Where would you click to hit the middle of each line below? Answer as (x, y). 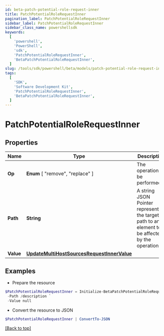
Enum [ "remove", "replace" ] (60, 174)
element (146, 228)
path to (144, 221)
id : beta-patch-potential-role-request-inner (52, 10)
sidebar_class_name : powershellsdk (41, 28)
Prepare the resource (33, 283)
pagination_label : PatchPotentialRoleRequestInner (58, 19)
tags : (10, 73)
